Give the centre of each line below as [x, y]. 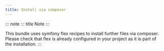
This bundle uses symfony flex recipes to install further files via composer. [82, 33]
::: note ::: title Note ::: [27, 24]
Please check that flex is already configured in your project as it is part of [81, 39]
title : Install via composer [36, 10]
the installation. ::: [23, 44]
